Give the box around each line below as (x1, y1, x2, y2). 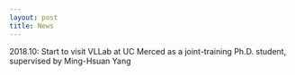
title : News (9, 21, 54, 30)
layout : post (9, 12, 58, 22)
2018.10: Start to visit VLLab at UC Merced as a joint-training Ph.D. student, (9, 46, 287, 56)
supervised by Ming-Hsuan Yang (9, 55, 132, 66)
